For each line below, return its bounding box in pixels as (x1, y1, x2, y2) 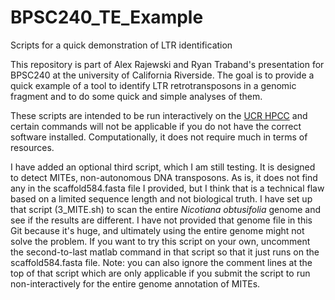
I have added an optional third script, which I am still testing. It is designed (10, 161, 316, 173)
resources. (10, 141, 55, 153)
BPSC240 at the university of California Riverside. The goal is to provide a (10, 69, 315, 81)
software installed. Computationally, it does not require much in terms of (10, 131, 308, 143)
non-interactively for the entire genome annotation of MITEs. (10, 277, 261, 290)
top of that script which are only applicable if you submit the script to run (10, 267, 311, 279)
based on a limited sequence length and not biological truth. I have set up (10, 192, 313, 205)
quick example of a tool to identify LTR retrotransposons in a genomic (10, 79, 297, 91)
